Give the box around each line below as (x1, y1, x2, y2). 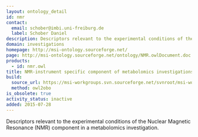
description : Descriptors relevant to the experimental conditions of (6, 36, 183, 42)
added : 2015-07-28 (6, 101, 51, 108)
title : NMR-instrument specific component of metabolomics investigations (6, 69, 194, 75)
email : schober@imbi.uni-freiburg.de (11, 25, 104, 31)
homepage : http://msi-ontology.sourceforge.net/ (6, 47, 128, 53)
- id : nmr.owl (11, 63, 46, 69)
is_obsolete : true (6, 91, 51, 96)
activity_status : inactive (6, 96, 72, 102)
